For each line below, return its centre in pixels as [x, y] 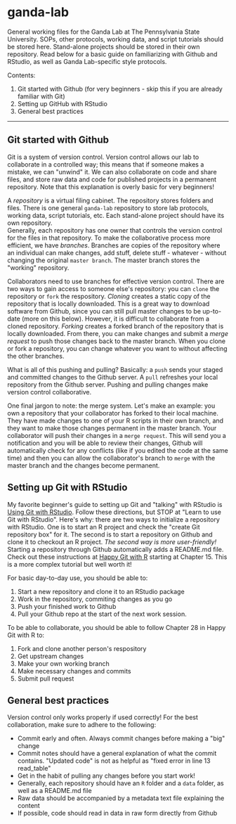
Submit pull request [46, 678]
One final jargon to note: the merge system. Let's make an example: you [111, 406]
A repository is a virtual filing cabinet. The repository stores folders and [110, 200]
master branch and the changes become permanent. [84, 465]
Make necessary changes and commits [74, 671]
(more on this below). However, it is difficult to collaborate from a [115, 318]
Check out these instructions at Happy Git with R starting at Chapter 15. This [117, 557]
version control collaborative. [50, 392]
